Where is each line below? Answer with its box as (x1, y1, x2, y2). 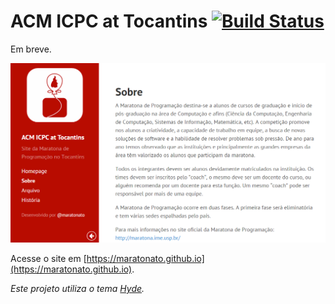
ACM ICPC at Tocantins (10, 10, 208, 33)
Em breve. (10, 43, 52, 55)
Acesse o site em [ (10, 252, 87, 264)
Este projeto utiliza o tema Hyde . (10, 282, 145, 294)
